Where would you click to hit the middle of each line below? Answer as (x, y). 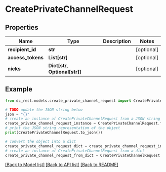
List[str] (58, 58)
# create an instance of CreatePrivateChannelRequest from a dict (75, 151)
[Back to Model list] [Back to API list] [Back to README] (62, 165)
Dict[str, (58, 65)
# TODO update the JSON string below (44, 110)
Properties (22, 27)
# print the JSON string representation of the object (63, 128)
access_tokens (26, 58)
